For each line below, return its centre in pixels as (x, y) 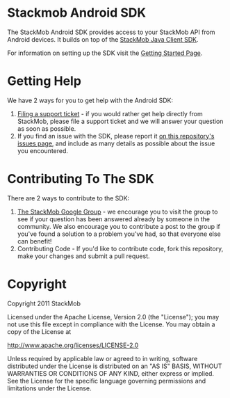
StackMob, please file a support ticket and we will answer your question (120, 121)
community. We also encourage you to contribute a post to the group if (119, 226)
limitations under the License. (49, 388)
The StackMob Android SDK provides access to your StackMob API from (111, 32)
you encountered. (42, 150)
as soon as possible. (47, 128)
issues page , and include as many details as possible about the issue (116, 143)
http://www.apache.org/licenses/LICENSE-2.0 (73, 345)
